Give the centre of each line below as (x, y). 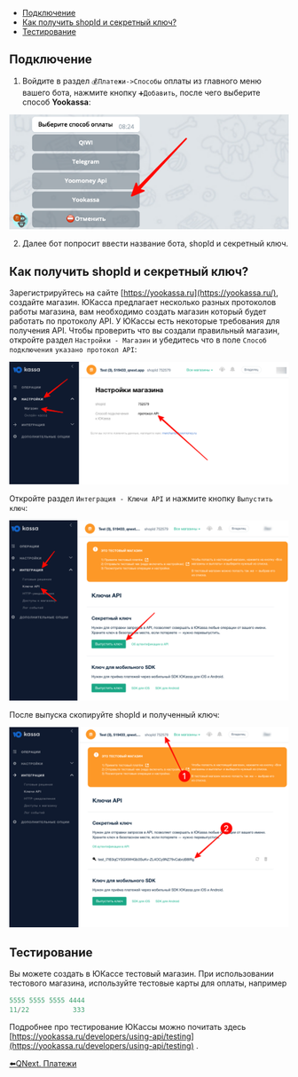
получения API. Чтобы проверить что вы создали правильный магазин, (145, 331)
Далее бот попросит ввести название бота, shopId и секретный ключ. (155, 244)
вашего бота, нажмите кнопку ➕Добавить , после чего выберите (141, 92)
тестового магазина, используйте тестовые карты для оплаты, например (148, 983)
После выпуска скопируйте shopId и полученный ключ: (114, 714)
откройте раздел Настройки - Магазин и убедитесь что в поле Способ (138, 340)
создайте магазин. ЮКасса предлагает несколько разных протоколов (143, 303)
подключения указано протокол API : (73, 350)
